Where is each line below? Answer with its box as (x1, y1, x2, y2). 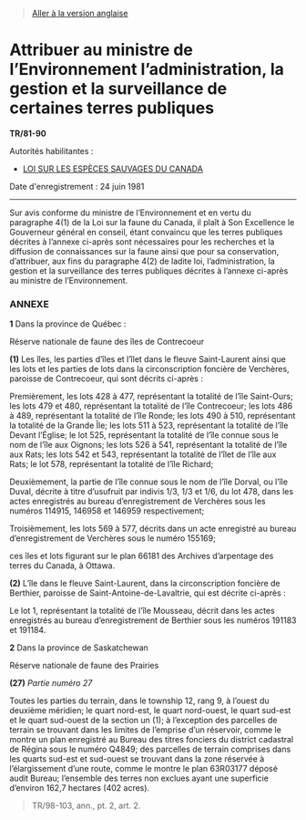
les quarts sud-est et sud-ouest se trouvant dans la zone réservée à (9, 753, 265, 764)
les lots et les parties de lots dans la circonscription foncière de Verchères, (9, 364, 290, 375)
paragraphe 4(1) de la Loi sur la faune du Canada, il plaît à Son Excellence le (9, 216, 295, 227)
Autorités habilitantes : (9, 145, 94, 156)
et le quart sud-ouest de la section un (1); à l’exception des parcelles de (9, 715, 278, 726)
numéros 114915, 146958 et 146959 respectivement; (9, 505, 205, 516)
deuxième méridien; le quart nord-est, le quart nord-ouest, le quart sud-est (9, 705, 291, 716)
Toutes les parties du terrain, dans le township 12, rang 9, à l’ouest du (9, 695, 270, 706)
